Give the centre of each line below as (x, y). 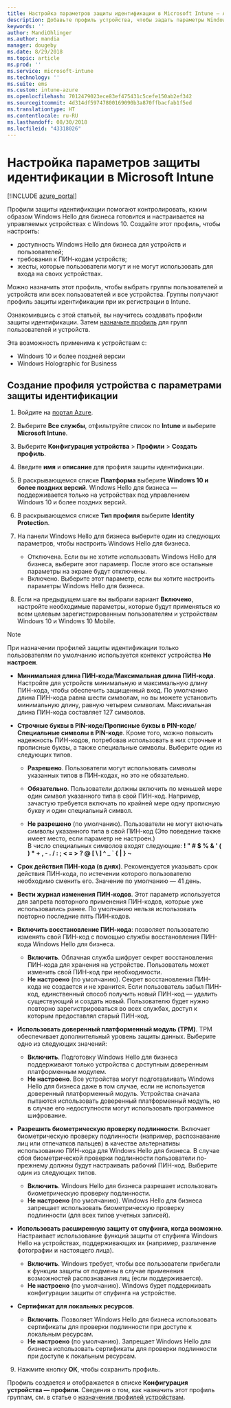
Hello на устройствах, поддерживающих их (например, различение (117, 1243)
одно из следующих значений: (62, 1044)
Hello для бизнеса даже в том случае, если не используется (116, 1086)
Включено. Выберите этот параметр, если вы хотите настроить (121, 579)
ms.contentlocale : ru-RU (43, 115)
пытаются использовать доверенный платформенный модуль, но (124, 1101)
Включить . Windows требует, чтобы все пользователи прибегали (124, 1264)
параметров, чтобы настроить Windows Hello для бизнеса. (103, 544)
